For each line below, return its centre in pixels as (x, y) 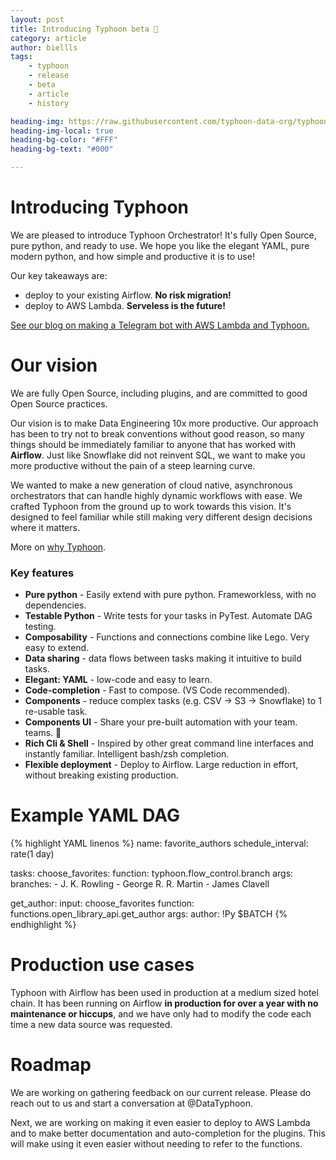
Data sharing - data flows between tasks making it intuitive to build (163, 658)
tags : (21, 57)
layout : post (37, 19)
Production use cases (102, 965)
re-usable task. (56, 712)
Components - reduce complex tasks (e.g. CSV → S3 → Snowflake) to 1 (173, 701)
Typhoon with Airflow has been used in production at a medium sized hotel (164, 993)
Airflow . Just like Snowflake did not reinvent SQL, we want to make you (158, 455)
